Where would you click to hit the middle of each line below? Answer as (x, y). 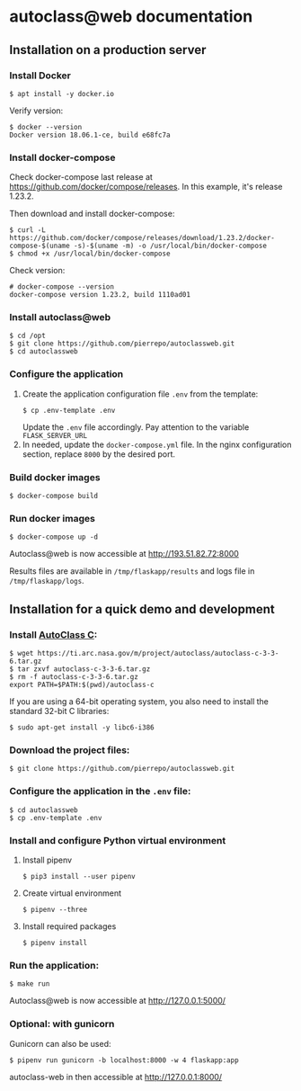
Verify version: (36, 111)
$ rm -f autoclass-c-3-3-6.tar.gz (74, 677)
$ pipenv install (55, 943)
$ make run (30, 984)
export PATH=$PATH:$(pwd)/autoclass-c (82, 685)
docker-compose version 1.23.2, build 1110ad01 (100, 295)
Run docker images (53, 518)
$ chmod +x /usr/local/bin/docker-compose (90, 254)
